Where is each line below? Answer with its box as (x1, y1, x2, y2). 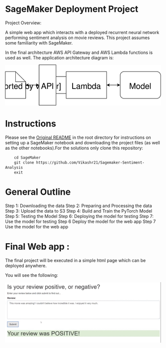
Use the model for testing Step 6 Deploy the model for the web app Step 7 (5, 218, 156, 224)
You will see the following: (5, 272, 58, 278)
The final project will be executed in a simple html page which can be (5, 258, 146, 263)
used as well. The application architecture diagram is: (5, 54, 114, 60)
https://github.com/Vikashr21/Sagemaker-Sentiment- (36, 160, 145, 165)
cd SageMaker (14, 155, 41, 160)
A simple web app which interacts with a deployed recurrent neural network (5, 29, 160, 35)
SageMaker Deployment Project (5, 3, 138, 15)
